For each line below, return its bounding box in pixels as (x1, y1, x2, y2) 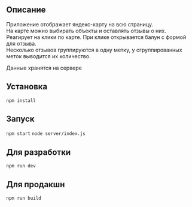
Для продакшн (6, 179, 65, 190)
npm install (6, 97, 36, 104)
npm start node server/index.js (6, 131, 86, 137)
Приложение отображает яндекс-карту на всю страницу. (6, 20, 154, 28)
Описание (6, 5, 46, 15)
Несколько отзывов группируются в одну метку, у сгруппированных (6, 46, 182, 53)
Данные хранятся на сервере (6, 64, 82, 71)
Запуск (6, 114, 35, 124)
